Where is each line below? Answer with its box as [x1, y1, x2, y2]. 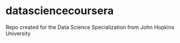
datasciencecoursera [5, 4, 114, 18]
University [5, 29, 31, 37]
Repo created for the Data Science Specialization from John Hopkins [5, 24, 175, 31]
